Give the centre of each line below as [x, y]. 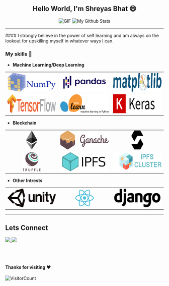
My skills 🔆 [19, 54]
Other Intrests [27, 181]
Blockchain [24, 123]
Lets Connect [27, 228]
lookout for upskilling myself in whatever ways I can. [60, 41]
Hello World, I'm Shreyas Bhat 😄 [84, 9]
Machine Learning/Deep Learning [48, 65]
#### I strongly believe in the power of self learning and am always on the [82, 35]
